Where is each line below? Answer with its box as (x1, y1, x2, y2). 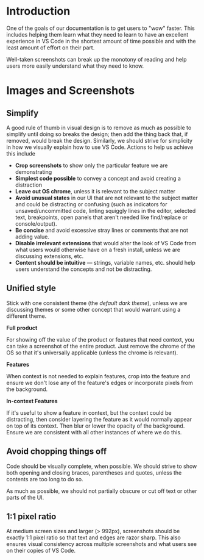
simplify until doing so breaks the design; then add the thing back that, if (6, 130, 188, 138)
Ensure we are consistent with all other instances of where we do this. (6, 428, 182, 436)
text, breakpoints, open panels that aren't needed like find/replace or (15, 214, 188, 221)
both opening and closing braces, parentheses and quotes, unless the (6, 468, 182, 476)
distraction (15, 181, 43, 188)
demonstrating (15, 168, 52, 175)
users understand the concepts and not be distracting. (15, 265, 152, 273)
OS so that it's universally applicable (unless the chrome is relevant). (6, 349, 178, 356)
